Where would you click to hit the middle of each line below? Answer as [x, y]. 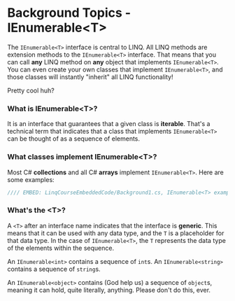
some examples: [31, 179]
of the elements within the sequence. [60, 248]
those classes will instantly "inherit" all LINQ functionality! [90, 77]
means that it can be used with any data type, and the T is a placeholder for [116, 233]
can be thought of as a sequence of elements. [74, 139]
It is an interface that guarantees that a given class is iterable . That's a [109, 124]
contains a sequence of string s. [54, 269]
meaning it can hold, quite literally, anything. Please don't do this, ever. [109, 290]
